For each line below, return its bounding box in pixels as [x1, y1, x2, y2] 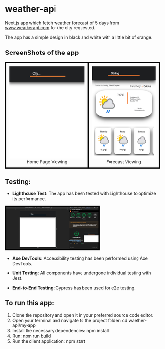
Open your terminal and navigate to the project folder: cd [12, 317, 128, 323]
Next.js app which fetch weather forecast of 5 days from [5, 20, 119, 26]
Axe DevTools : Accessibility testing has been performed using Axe [12, 255, 148, 261]
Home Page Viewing [26, 159, 68, 165]
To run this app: [5, 299, 54, 307]
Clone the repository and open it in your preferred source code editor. [12, 312, 154, 318]
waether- [128, 317, 147, 323]
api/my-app [12, 322, 36, 328]
